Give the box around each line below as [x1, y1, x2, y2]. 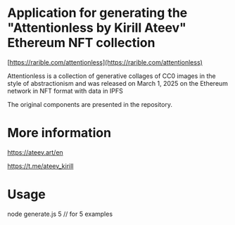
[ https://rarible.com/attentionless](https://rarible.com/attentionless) [7, 58, 203, 66]
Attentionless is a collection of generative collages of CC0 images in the [7, 72, 216, 80]
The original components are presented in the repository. [7, 100, 172, 108]
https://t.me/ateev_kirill [7, 162, 74, 170]
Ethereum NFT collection [7, 35, 155, 51]
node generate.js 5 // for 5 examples [7, 210, 113, 218]
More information [7, 125, 111, 141]
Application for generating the [7, 5, 188, 21]
